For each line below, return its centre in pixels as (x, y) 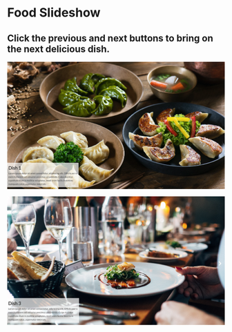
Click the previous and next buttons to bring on (110, 38)
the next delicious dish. (59, 49)
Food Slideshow (54, 13)
